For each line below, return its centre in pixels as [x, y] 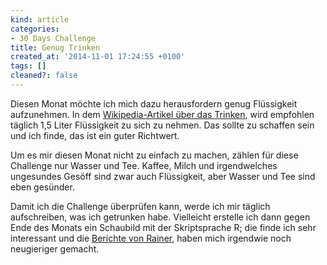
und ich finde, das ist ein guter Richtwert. [95, 135]
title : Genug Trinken [55, 47]
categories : [35, 29]
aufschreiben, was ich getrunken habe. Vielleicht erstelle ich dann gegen [160, 217]
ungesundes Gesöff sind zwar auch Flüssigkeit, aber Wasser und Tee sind [163, 176]
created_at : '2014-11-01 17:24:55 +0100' [98, 57]
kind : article [40, 19]
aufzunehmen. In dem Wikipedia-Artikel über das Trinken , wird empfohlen [162, 114]
